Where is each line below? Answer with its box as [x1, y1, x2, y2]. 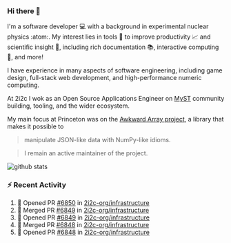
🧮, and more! [7, 53, 43, 61]
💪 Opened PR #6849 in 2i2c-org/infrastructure [17, 213, 150, 222]
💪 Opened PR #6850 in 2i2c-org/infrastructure [17, 198, 150, 206]
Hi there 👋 [7, 6, 41, 16]
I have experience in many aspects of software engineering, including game [7, 66, 223, 75]
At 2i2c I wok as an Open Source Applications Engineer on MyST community [7, 95, 225, 103]
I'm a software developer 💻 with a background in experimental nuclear [7, 22, 209, 30]
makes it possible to [7, 122, 64, 130]
